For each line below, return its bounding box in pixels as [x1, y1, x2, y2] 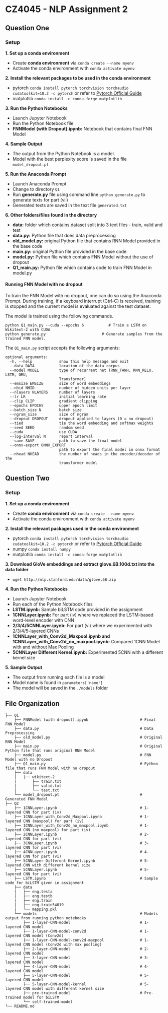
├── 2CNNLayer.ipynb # [14, 832, 142, 837]
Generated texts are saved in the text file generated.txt [12, 202, 127, 208]
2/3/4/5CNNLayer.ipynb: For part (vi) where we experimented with [12, 622, 152, 628]
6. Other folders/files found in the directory [5, 212, 97, 218]
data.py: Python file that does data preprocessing [12, 232, 116, 238]
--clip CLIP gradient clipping [10, 399, 98, 404]
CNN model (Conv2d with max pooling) [23, 942, 102, 947]
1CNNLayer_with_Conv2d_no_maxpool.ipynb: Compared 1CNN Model [12, 638, 160, 644]
